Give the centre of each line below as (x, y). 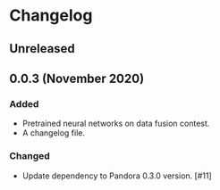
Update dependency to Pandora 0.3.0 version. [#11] (117, 176)
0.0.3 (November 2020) (77, 78)
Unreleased (42, 49)
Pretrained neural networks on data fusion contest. (116, 124)
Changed (30, 156)
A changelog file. (54, 133)
